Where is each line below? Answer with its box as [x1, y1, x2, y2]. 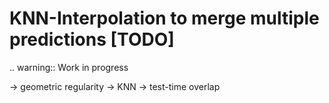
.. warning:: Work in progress [9, 61, 129, 73]
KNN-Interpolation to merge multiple [9, 7, 320, 30]
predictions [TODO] [9, 28, 175, 51]
